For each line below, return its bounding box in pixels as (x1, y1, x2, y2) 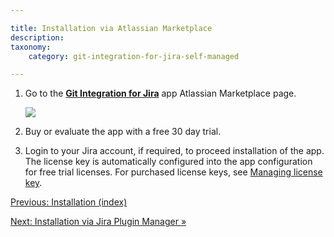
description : (10, 32, 65, 43)
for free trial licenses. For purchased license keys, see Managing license (24, 166, 323, 178)
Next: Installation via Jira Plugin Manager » (10, 216, 187, 228)
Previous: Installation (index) (10, 196, 128, 208)
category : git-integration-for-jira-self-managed (28, 51, 240, 61)
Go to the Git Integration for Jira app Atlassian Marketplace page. (24, 87, 297, 100)
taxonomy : (10, 42, 52, 52)
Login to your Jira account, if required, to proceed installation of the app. (24, 145, 325, 157)
